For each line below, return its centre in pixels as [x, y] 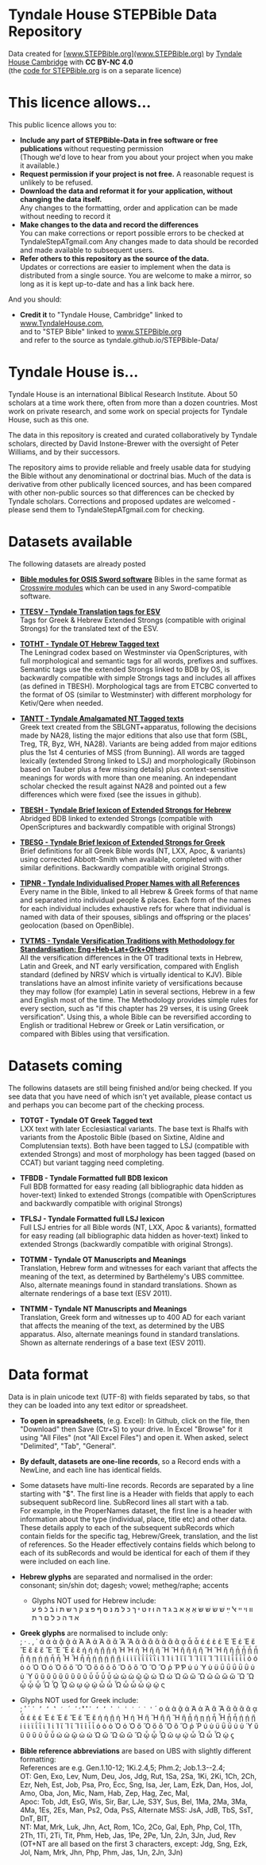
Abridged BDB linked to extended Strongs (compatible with [116, 818]
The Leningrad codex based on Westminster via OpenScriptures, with [133, 652]
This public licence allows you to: [63, 124]
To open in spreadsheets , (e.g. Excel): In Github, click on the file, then [135, 1420]
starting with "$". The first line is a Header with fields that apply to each [137, 1493]
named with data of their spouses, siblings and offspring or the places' [135, 917]
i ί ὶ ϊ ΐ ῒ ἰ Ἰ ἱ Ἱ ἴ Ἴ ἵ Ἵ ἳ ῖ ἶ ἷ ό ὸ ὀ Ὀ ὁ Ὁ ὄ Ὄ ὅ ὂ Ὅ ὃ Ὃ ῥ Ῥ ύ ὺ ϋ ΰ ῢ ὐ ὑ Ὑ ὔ [139, 1726]
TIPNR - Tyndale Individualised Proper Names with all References [130, 883]
